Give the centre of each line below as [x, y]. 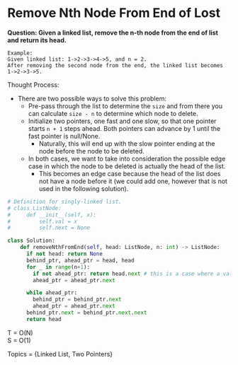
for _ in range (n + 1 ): [58, 267]
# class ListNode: [34, 208]
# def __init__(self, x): [52, 215]
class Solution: [31, 241]
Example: [20, 53]
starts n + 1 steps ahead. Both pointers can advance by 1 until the [124, 128]
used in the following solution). [84, 188]
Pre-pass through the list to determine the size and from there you [125, 106]
